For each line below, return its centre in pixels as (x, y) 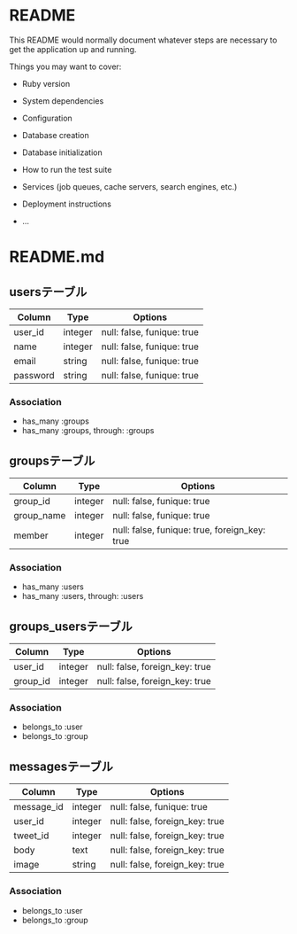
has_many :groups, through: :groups (88, 431)
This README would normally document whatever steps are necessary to (143, 40)
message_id (38, 807)
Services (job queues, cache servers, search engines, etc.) (129, 186)
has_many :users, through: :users (83, 596)
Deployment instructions (67, 204)
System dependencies (63, 101)
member (31, 535)
